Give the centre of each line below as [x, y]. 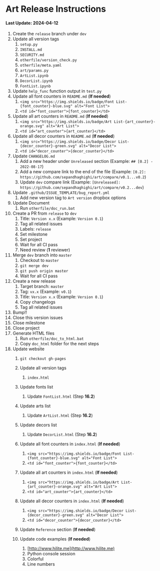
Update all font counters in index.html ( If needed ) [70, 444]
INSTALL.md [31, 50]
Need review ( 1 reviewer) [45, 250]
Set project [31, 239]
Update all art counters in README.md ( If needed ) [60, 116]
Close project [26, 328]
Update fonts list [36, 387]
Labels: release [35, 229]
